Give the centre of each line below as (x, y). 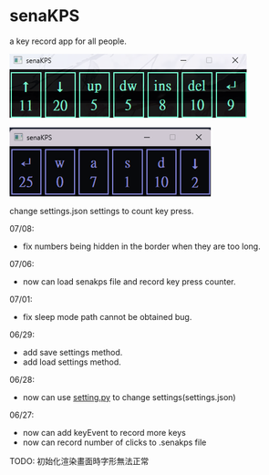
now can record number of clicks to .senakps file (114, 442)
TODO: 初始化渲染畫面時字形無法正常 (79, 460)
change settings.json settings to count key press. (102, 211)
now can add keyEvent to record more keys (104, 432)
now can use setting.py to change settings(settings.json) (129, 397)
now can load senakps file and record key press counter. (129, 281)
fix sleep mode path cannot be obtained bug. (107, 316)
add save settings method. (72, 352)
